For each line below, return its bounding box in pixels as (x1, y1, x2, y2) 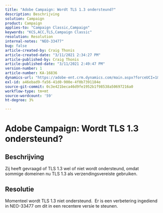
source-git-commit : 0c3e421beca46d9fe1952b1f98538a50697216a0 (5, 84, 133, 89)
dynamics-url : (5, 75, 34, 80)
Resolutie (5, 185, 34, 193)
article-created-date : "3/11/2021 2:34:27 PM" (5, 52, 101, 58)
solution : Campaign (5, 16, 45, 21)
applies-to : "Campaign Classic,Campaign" (5, 25, 90, 30)
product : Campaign (5, 20, 42, 26)
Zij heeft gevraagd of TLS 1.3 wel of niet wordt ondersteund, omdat (5, 166, 139, 172)
